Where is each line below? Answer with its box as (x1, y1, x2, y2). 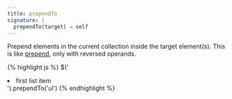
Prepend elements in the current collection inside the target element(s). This (7, 43, 226, 51)
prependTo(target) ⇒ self (13, 23, 89, 30)
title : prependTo (7, 10, 58, 17)
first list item (16, 77, 51, 85)
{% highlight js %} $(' (7, 63, 69, 72)
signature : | (7, 17, 45, 24)
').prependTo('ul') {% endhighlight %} (7, 84, 116, 93)
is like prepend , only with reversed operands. (7, 49, 137, 58)
